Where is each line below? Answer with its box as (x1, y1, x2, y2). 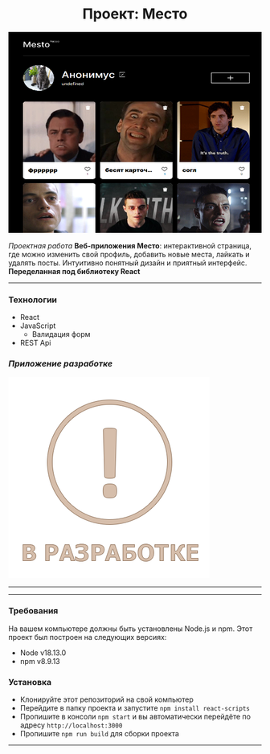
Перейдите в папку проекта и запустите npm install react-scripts (19, 703, 251, 713)
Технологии (8, 294, 58, 305)
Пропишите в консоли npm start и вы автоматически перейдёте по (19, 712, 252, 722)
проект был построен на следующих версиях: (8, 632, 167, 641)
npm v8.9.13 (19, 656, 60, 666)
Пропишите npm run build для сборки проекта (19, 729, 179, 739)
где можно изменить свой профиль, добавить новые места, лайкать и (8, 249, 251, 259)
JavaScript (19, 321, 56, 330)
